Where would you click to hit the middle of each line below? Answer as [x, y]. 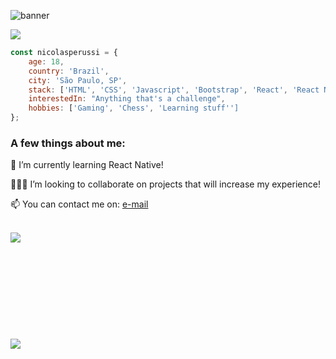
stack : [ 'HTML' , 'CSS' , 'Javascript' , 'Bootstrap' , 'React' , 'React [174, 90]
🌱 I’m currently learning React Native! [87, 165]
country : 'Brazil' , [69, 71]
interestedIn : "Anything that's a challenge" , [127, 99]
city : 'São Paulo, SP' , [78, 80]
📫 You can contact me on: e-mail [79, 204]
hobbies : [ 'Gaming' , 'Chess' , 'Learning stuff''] [134, 108]
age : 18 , [46, 61]
